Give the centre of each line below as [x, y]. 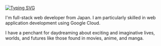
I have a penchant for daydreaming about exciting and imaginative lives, [80, 33]
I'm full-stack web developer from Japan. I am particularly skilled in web [80, 17]
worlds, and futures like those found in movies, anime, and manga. [75, 38]
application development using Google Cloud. [53, 23]
